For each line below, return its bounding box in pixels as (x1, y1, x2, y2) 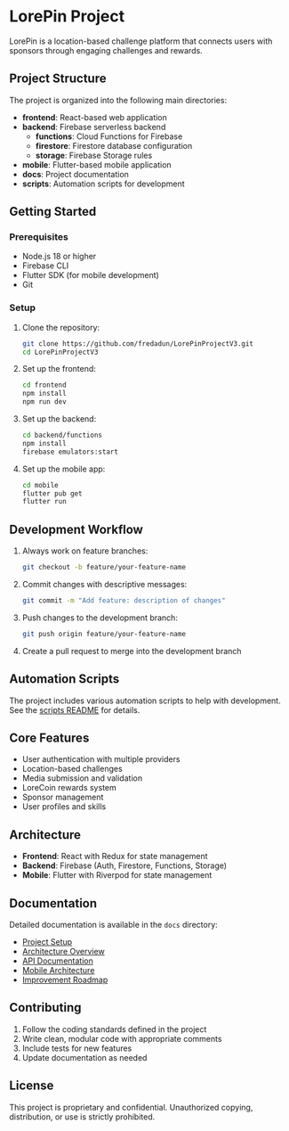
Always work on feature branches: (21, 545, 149, 556)
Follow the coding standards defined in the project (21, 1023, 207, 1035)
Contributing (9, 1000, 82, 1015)
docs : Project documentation (21, 168, 129, 179)
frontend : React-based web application (21, 111, 167, 122)
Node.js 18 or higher (21, 251, 97, 262)
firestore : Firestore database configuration (35, 140, 193, 151)
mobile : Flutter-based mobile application (21, 159, 172, 170)
